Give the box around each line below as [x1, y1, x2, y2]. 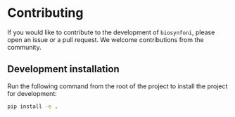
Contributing [7, 5, 84, 21]
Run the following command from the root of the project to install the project [7, 82, 228, 90]
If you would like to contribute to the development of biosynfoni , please [7, 28, 215, 36]
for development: [7, 89, 58, 97]
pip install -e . [7, 103, 58, 110]
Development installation [7, 63, 120, 75]
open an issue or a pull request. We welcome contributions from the [7, 35, 204, 43]
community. [7, 43, 42, 51]
